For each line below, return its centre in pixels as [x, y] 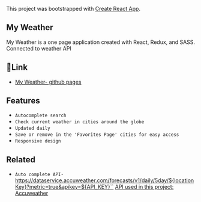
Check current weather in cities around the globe [79, 122]
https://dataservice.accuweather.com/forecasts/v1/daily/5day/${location [104, 180]
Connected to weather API [39, 48]
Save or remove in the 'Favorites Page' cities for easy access [97, 135]
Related [21, 160]
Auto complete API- [39, 175]
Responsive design [38, 141]
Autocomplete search [40, 116]
